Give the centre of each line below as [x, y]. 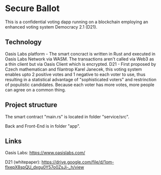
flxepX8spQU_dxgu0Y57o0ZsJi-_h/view [45, 167]
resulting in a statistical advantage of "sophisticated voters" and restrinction [81, 79]
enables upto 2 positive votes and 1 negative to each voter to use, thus [75, 74]
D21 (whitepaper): [23, 162]
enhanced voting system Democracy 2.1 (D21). [51, 27]
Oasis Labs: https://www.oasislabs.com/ [45, 153]
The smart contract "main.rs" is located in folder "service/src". [67, 117]
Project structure [31, 105]
